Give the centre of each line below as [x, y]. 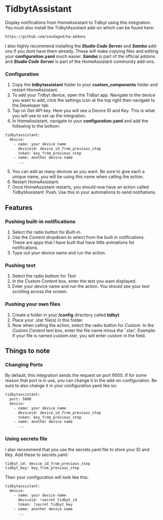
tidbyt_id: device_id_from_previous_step [48, 463]
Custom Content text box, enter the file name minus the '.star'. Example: [84, 330]
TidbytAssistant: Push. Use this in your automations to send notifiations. [84, 192]
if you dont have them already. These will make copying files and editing [86, 51]
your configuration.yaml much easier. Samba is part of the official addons [80, 56]
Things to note [27, 351]
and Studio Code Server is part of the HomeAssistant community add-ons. [80, 61]
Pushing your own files [33, 304]
